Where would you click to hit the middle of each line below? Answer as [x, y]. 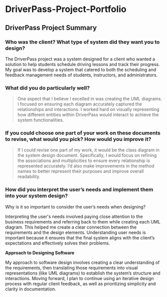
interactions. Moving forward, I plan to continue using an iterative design [80, 278]
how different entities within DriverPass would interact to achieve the [88, 115]
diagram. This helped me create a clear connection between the [71, 227]
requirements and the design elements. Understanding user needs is [76, 232]
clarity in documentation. [31, 289]
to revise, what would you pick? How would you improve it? [78, 139]
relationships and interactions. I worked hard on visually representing [88, 109]
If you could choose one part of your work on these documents [83, 133]
